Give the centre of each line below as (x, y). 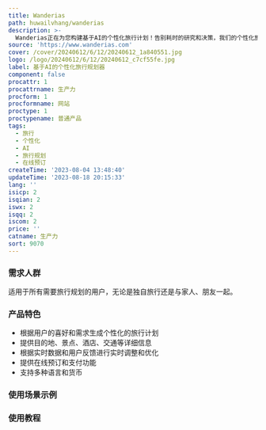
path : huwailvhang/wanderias (56, 23)
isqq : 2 (21, 215)
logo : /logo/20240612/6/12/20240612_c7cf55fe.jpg (92, 60)
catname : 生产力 (33, 237)
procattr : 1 (28, 82)
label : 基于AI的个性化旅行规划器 (57, 67)
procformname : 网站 (39, 104)
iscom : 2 (23, 222)
